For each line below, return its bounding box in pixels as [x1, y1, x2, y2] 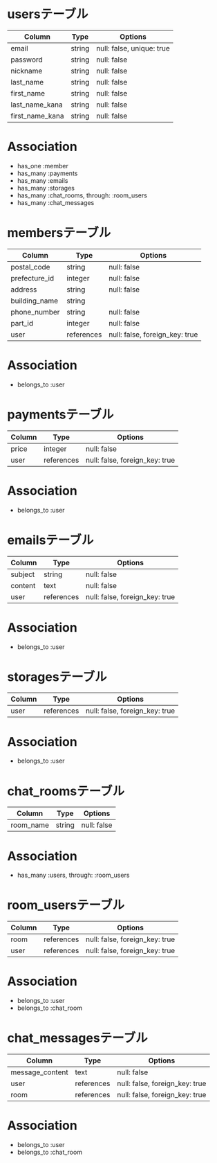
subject [10, 569, 35, 579]
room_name [10, 820, 50, 830]
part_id [10, 318, 33, 328]
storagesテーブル [7, 669, 107, 684]
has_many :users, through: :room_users [17, 871, 130, 880]
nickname [10, 66, 43, 76]
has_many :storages [17, 184, 75, 192]
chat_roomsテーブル [7, 783, 125, 799]
